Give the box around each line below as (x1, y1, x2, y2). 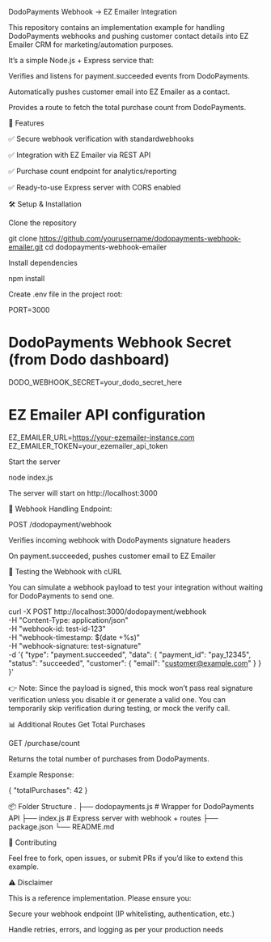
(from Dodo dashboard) (8, 351, 170, 369)
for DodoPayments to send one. (8, 590, 115, 600)
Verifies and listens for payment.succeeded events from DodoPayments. (8, 71, 251, 80)
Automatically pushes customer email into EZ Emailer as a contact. (8, 87, 231, 96)
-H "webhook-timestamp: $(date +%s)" (8, 632, 140, 642)
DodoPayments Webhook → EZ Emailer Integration (8, 7, 178, 16)
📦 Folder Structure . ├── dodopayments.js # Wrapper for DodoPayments (8, 801, 255, 811)
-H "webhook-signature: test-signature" (8, 641, 142, 650)
